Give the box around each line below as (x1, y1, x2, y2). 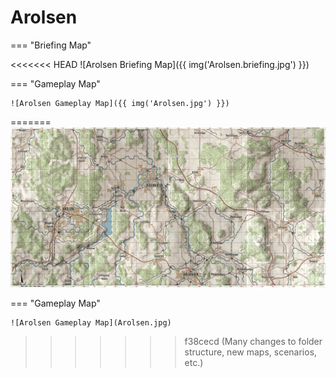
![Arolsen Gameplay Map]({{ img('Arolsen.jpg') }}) (10, 98, 230, 108)
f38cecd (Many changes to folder (184, 335, 323, 347)
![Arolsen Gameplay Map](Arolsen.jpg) (10, 317, 172, 328)
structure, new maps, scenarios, (184, 346, 318, 358)
